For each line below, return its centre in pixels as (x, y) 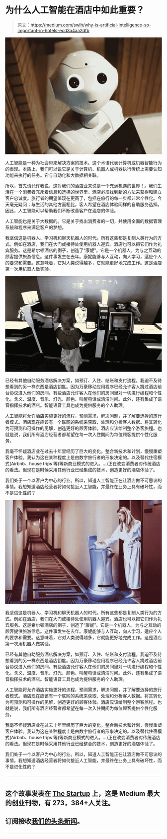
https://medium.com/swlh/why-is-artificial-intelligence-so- (91, 25)
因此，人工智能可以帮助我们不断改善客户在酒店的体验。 (62, 211)
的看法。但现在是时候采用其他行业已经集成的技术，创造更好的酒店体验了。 (81, 469)
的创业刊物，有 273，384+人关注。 (60, 803)
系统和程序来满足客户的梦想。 (36, 228)
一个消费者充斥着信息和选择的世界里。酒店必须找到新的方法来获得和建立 (88, 192)
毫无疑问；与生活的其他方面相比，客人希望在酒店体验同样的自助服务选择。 (85, 205)
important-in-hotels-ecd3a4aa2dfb (53, 30)
